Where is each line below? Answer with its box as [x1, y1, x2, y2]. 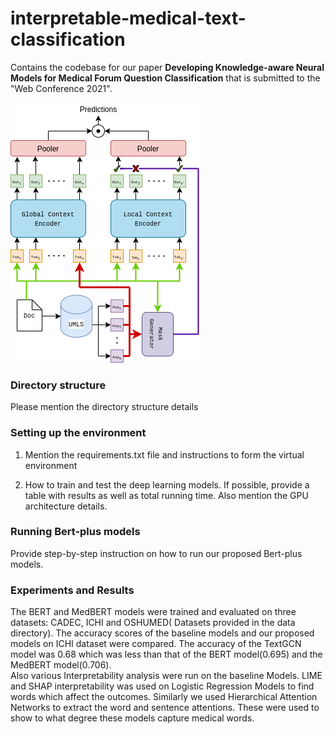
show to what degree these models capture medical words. [10, 712, 255, 724]
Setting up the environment [10, 426, 147, 440]
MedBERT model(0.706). [10, 659, 112, 671]
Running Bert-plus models [10, 525, 141, 539]
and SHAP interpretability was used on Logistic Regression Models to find [10, 680, 315, 692]
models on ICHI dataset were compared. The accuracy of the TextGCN [10, 638, 302, 650]
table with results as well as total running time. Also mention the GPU [24, 489, 309, 501]
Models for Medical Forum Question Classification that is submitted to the [10, 72, 321, 84]
